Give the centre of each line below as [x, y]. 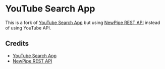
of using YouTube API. [28, 27]
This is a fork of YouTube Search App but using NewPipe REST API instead [83, 22]
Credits [17, 44]
